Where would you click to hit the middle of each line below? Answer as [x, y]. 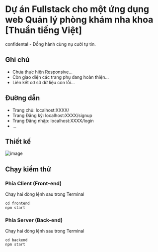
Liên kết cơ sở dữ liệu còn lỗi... [43, 82]
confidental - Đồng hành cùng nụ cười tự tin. [50, 44]
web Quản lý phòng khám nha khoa [79, 20]
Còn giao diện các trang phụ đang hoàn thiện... [61, 77]
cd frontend [17, 203]
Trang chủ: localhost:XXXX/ [41, 110]
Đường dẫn [23, 98]
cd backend [16, 240]
